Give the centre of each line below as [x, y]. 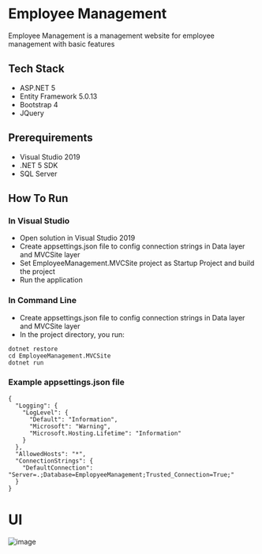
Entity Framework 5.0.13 [58, 96]
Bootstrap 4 [39, 104]
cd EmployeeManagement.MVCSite [60, 356]
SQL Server [38, 174]
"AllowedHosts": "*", [51, 454]
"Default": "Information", [73, 419]
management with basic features [62, 43]
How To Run [38, 198]
